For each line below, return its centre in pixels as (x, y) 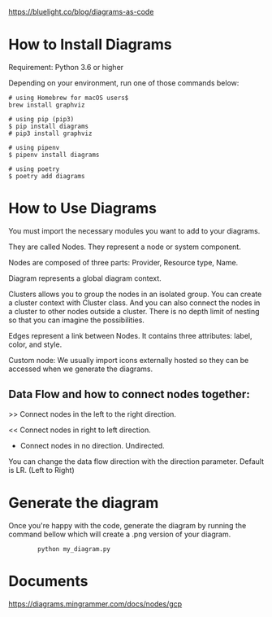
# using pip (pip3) (41, 119)
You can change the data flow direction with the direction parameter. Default (136, 461)
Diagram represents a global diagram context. (85, 278)
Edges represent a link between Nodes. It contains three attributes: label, (130, 335)
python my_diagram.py (74, 549)
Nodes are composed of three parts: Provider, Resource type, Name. (123, 262)
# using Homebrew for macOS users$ (69, 98)
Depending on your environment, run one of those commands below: (124, 83)
